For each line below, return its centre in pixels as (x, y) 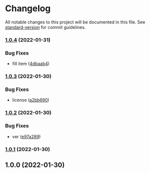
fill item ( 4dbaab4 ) (31, 64)
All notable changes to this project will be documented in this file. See (75, 22)
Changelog (28, 9)
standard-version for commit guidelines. (45, 27)
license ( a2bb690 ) (31, 100)
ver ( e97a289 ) (26, 136)
